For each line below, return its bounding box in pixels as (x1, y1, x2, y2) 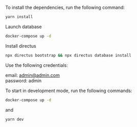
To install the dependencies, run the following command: (5, 5, 125, 10)
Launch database (5, 23, 42, 30)
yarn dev (5, 117, 24, 122)
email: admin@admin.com (5, 72, 60, 78)
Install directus (5, 43, 37, 49)
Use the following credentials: (5, 62, 68, 68)
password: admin (5, 77, 42, 84)
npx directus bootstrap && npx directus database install (5, 52, 131, 58)
